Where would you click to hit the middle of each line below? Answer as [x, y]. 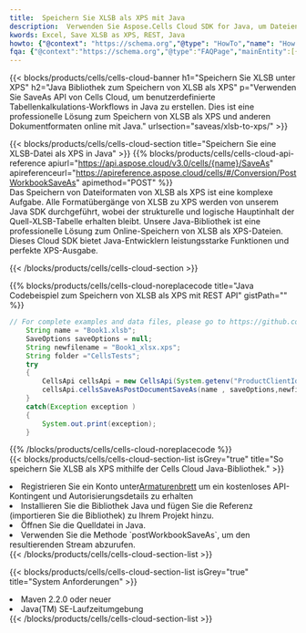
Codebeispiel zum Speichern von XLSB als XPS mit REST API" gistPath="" [148, 296]
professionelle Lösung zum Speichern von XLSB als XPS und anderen [140, 117]
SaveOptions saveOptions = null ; [89, 338]
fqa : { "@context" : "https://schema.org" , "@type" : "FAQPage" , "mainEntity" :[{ [154, 52]
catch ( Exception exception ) [81, 407]
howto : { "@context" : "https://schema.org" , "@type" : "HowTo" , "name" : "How [153, 43]
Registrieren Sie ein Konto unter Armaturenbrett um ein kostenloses [146, 487]
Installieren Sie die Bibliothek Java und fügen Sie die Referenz [137, 506]
